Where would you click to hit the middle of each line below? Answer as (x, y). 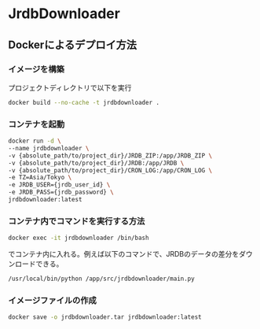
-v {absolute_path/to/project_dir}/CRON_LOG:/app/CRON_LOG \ (110, 170)
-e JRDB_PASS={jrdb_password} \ (61, 192)
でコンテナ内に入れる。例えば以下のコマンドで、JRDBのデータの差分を (124, 254)
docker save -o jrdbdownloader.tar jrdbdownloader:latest (105, 317)
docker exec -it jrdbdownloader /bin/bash (79, 238)
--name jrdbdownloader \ (49, 148)
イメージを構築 (37, 69)
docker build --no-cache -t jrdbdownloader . (84, 102)
